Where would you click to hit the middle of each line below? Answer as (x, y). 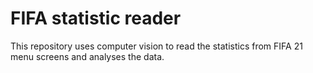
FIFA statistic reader (96, 18)
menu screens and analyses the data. (87, 56)
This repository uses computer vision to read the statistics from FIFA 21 (156, 46)
